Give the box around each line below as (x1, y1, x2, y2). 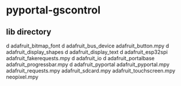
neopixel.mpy (6, 74, 39, 80)
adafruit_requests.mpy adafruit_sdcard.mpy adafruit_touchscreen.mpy (6, 67, 176, 74)
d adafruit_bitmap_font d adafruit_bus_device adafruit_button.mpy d (6, 42, 169, 49)
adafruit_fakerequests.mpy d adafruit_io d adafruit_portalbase (6, 55, 155, 61)
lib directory (6, 27, 51, 37)
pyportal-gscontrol (6, 4, 101, 17)
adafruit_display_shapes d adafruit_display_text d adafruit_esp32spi (6, 49, 168, 56)
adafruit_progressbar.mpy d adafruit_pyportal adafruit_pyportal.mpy (6, 61, 170, 68)
